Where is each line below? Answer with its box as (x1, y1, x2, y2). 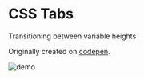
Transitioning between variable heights (8, 31, 137, 41)
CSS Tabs (8, 5, 74, 23)
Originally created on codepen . (8, 46, 110, 56)
